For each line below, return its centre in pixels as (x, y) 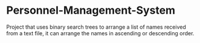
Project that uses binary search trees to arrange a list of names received (96, 27)
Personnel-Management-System (91, 10)
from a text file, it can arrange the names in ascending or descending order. (100, 33)
